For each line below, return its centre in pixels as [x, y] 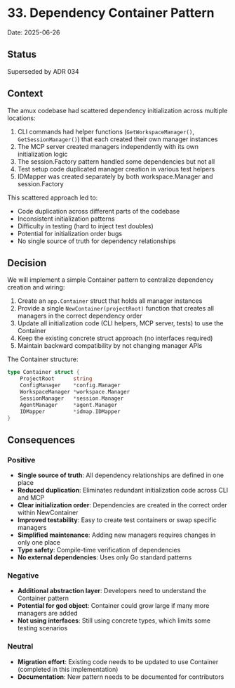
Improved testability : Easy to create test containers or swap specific [117, 520]
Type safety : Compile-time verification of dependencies [99, 550]
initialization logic [42, 154]
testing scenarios [42, 628]
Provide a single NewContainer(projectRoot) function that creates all [115, 309]
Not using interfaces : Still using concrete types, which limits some [114, 621]
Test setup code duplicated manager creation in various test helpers [116, 169]
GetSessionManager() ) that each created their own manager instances [117, 139]
